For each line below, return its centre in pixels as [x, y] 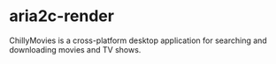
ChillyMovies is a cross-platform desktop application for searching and [138, 40]
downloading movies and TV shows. [75, 49]
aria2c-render [62, 16]
